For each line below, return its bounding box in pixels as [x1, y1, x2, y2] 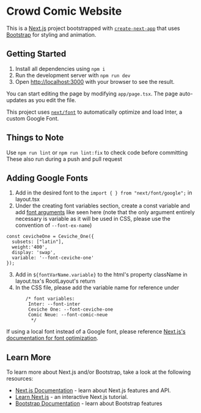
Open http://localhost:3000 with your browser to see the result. [15, 78, 175, 85]
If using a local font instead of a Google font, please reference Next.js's [6, 328, 186, 335]
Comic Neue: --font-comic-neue [28, 312, 108, 318]
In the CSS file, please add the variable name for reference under [15, 284, 179, 291]
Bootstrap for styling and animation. [6, 31, 97, 38]
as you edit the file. [28, 96, 76, 103]
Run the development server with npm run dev [15, 72, 131, 79]
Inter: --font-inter [28, 301, 81, 307]
